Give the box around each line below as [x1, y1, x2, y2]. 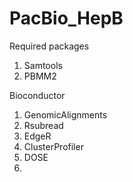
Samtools [23, 59, 63, 71]
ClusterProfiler [23, 140, 84, 152]
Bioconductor [9, 89, 66, 101]
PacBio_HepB [9, 7, 124, 30]
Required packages [9, 40, 90, 52]
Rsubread [23, 119, 64, 131]
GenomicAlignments [23, 108, 108, 121]
